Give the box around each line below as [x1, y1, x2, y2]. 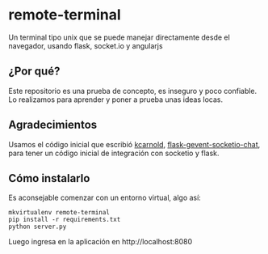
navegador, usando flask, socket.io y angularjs [8, 40, 163, 50]
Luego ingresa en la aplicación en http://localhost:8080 [8, 237, 193, 247]
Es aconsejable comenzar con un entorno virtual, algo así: [8, 193, 202, 203]
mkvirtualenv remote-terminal [8, 209, 111, 217]
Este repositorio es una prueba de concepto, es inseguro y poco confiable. [8, 86, 258, 95]
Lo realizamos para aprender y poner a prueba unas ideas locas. [8, 95, 224, 104]
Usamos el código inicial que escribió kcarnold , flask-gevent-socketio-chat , [8, 139, 261, 149]
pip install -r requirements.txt [8, 216, 121, 224]
